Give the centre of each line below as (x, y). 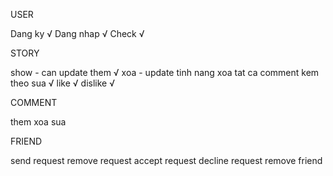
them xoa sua (38, 122)
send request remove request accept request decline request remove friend (166, 160)
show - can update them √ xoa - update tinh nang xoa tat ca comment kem (165, 72)
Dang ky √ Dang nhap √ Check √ (77, 33)
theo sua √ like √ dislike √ (62, 83)
